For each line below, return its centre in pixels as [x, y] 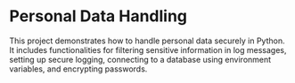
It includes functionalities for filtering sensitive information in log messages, [148, 49]
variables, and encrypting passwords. [78, 69]
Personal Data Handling [98, 16]
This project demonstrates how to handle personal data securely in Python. [147, 41]
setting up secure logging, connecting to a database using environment [140, 59]
